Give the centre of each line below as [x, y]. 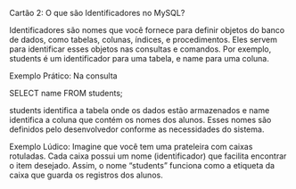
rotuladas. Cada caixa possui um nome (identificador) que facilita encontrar [148, 156]
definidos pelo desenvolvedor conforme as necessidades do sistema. [137, 129]
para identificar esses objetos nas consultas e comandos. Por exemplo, [140, 49]
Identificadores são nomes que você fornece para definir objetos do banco [147, 30]
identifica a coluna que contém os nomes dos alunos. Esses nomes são [140, 120]
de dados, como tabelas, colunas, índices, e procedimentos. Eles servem [144, 40]
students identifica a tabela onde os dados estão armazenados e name [140, 110]
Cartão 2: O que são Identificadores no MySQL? [97, 13]
